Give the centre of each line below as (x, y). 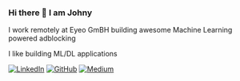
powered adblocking (42, 38)
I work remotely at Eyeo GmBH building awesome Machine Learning (120, 30)
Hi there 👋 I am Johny (50, 13)
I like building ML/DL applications (63, 54)
